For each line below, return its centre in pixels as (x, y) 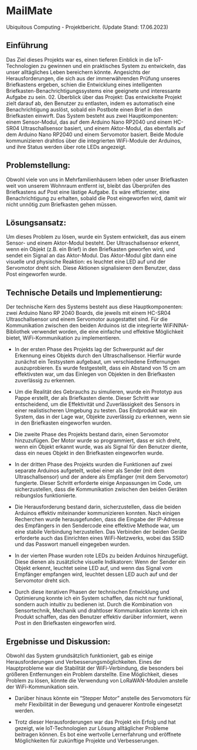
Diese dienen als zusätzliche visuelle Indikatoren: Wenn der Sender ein (100, 562)
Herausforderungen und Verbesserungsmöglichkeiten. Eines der (84, 662)
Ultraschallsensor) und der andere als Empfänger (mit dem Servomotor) (101, 477)
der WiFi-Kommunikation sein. (43, 687)
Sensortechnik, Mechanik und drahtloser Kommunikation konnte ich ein (101, 610)
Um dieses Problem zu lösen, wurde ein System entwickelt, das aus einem (96, 237)
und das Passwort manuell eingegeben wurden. (72, 544)
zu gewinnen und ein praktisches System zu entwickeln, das (113, 66)
